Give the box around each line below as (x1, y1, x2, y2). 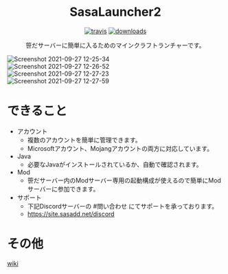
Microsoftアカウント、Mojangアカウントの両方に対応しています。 (27, 144, 214, 152)
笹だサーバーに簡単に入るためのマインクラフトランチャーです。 (25, 41, 205, 49)
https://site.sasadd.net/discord (27, 209, 115, 218)
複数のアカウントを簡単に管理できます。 (27, 136, 142, 144)
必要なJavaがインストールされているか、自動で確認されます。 (27, 160, 203, 169)
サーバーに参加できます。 (27, 185, 100, 193)
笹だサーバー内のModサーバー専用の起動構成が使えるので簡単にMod (27, 176, 222, 185)
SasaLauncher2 (69, 4, 161, 20)
